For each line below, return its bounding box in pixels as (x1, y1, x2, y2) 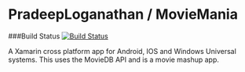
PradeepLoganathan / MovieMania (8, 5, 238, 23)
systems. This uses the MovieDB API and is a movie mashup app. (8, 55, 220, 64)
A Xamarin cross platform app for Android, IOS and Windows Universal (8, 46, 237, 56)
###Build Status (8, 31, 60, 41)
